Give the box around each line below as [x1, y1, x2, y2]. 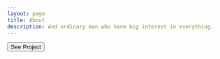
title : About [7, 17, 45, 24]
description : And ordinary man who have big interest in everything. [7, 23, 214, 30]
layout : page [7, 10, 45, 17]
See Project [10, 43, 41, 51]
